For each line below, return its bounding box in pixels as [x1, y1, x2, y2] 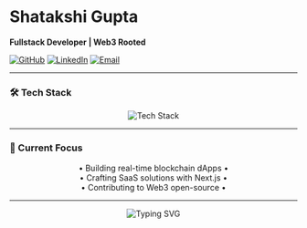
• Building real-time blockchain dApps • [78, 162, 229, 173]
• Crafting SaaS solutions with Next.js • [79, 171, 228, 183]
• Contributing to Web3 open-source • [80, 181, 227, 192]
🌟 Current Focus [9, 141, 83, 154]
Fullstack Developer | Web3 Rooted [9, 36, 146, 47]
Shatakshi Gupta [9, 6, 139, 27]
